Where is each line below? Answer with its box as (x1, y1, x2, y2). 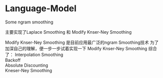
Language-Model (5, 3, 77, 14)
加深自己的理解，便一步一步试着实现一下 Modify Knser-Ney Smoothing (5, 45, 147, 51)
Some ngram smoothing (5, 19, 54, 25)
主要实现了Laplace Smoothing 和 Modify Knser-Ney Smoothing (5, 29, 132, 35)
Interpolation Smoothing (14, 52, 63, 58)
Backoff (5, 57, 21, 63)
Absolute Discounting (5, 62, 48, 68)
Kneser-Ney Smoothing (5, 67, 52, 73)
